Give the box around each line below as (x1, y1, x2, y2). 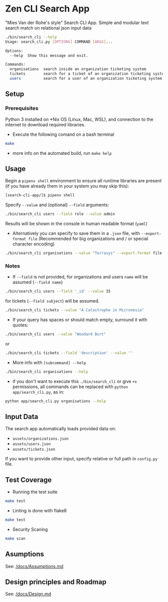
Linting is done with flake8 (12, 507, 67, 513)
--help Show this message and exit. (9, 53, 88, 58)
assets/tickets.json (12, 447, 55, 452)
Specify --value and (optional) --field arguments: (5, 202, 109, 208)
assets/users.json (12, 442, 51, 447)
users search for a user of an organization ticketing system (9, 76, 162, 81)
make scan (5, 536, 26, 541)
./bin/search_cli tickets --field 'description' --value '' (5, 350, 133, 356)
